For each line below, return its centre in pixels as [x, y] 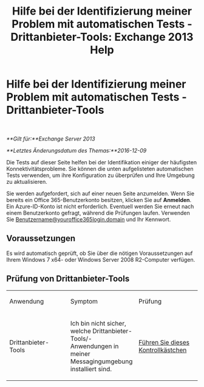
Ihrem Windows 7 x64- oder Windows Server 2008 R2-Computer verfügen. [101, 259]
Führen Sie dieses [164, 342]
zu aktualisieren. [27, 181]
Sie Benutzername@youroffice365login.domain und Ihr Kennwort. [89, 219]
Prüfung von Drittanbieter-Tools [68, 279]
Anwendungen [91, 346]
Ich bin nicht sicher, [98, 323]
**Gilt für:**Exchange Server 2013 [51, 139]
